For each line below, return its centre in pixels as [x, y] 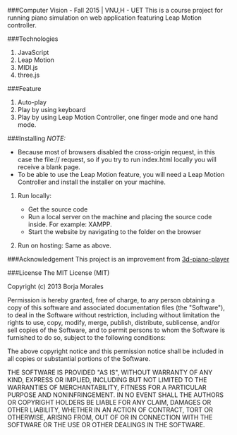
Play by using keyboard [51, 110]
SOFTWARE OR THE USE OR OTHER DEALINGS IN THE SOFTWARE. [106, 425]
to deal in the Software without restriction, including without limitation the [114, 315]
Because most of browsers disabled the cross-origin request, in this [116, 152]
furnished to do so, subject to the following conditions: [86, 337]
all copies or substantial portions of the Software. [79, 359]
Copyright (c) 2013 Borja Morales [55, 286]
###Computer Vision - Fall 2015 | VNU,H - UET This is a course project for [115, 10]
